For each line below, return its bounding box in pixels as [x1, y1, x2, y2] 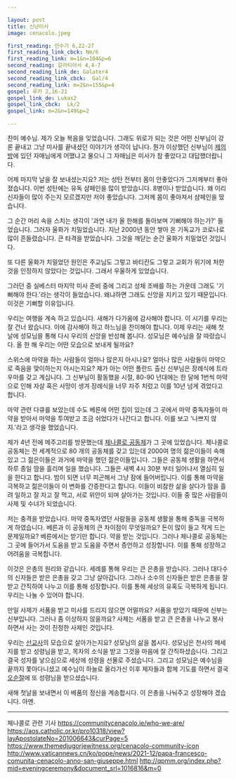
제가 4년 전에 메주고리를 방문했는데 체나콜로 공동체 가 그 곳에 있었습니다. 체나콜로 [7, 438, 229, 446]
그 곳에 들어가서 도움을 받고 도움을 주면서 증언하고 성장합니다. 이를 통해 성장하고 [7, 541, 227, 549]
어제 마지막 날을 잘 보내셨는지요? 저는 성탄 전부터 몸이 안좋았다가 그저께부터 [7, 175, 215, 184]
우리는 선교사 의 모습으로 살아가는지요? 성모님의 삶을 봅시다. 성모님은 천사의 [7, 638, 213, 647]
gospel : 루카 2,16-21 [7, 88, 68, 95]
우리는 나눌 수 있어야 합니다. [7, 591, 84, 599]
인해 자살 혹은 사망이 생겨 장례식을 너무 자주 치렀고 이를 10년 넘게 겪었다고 [20, 382, 223, 390]
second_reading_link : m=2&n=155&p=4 [7, 82, 114, 89]
